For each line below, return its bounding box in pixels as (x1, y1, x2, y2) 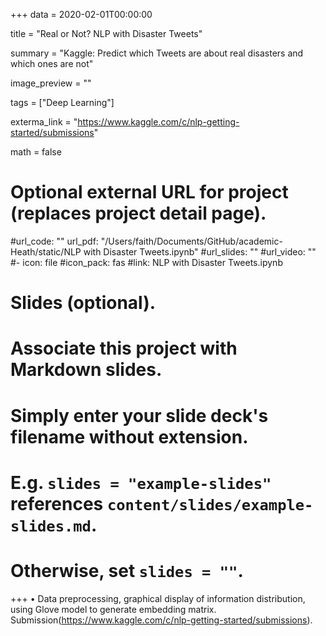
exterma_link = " (10, 116, 78, 128)
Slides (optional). (10, 292, 157, 314)
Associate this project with (10, 337, 238, 360)
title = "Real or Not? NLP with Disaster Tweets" (10, 28, 203, 39)
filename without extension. (10, 425, 249, 448)
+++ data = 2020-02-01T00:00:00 (10, 9, 153, 20)
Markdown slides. (10, 359, 163, 381)
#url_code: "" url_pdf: (10, 235, 99, 247)
